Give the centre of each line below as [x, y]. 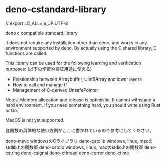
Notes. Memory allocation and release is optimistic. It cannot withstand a [80, 100]
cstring [13, 153]
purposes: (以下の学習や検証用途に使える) [49, 69]
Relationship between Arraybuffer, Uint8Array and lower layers [77, 79]
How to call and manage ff [40, 85]
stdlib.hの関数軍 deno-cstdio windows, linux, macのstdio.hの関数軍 [74, 147]
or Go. [12, 110]
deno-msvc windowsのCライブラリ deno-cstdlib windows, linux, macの [79, 141]
